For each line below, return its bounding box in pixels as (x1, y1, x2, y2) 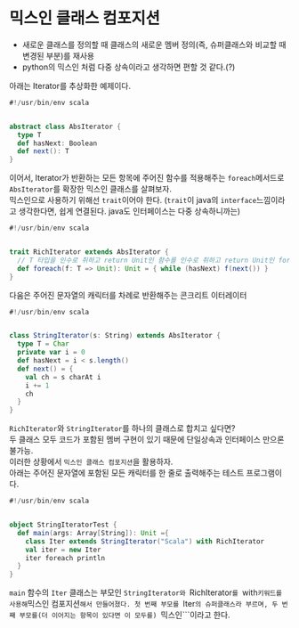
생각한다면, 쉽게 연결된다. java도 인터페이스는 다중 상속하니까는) (18, 206, 241, 216)
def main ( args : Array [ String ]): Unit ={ (17, 528, 169, 537)
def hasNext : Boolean (17, 139, 98, 148)
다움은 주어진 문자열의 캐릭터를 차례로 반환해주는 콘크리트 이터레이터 (9, 290, 247, 300)
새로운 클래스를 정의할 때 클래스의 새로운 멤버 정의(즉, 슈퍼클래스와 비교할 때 (21, 39, 287, 50)
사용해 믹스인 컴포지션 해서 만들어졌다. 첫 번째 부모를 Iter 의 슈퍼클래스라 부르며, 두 (9, 599, 279, 609)
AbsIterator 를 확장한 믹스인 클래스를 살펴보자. (9, 184, 172, 194)
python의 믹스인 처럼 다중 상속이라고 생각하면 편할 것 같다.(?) (21, 61, 236, 72)
